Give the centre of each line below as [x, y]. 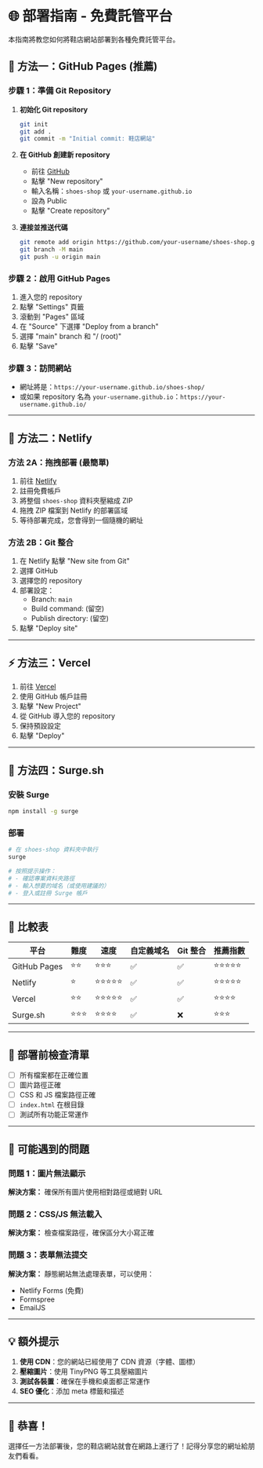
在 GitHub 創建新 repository [65, 155]
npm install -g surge [43, 811]
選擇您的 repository [50, 581]
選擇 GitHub [39, 571]
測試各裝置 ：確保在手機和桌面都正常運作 [85, 1382]
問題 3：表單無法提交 [48, 1255]
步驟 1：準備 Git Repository [60, 91]
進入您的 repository [50, 297]
